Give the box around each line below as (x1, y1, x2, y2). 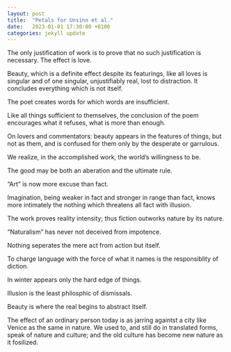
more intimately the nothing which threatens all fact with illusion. (7, 201, 192, 209)
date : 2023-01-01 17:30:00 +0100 (7, 23, 111, 30)
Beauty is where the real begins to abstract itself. (7, 303, 148, 311)
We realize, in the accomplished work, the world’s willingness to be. (7, 153, 201, 161)
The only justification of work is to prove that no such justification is (7, 49, 202, 57)
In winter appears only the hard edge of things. (7, 275, 142, 284)
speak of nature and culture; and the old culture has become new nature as (7, 331, 223, 339)
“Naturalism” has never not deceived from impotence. (7, 227, 161, 237)
